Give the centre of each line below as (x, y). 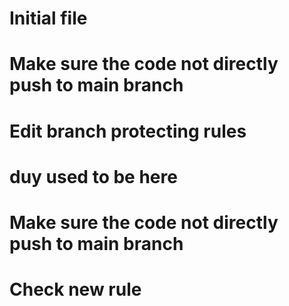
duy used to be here (93, 176)
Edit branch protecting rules (128, 131)
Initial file (48, 18)
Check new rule (75, 289)
